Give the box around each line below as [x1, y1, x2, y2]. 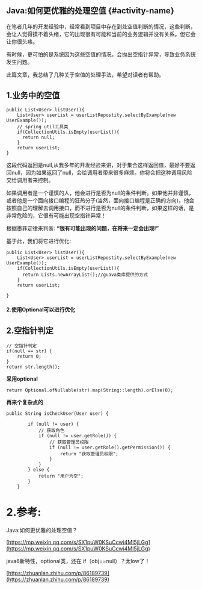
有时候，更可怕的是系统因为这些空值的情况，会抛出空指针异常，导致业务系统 [6, 51, 196, 58]
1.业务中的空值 [6, 90, 60, 101]
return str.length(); [6, 364, 61, 370]
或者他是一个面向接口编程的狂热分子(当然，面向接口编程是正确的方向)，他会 [6, 196, 195, 204]
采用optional [6, 375, 38, 382]
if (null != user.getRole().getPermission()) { [49, 444, 171, 450]
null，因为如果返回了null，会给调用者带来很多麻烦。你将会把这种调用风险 [11, 169, 192, 176]
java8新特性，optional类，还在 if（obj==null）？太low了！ [6, 557, 150, 564]
